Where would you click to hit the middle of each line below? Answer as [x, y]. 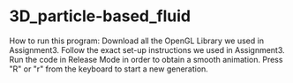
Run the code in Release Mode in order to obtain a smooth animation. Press [146, 59]
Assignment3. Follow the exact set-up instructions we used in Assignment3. [147, 49]
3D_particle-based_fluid [100, 16]
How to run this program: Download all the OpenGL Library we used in [137, 41]
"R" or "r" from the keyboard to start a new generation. [109, 69]
